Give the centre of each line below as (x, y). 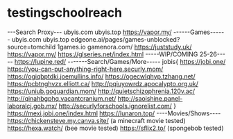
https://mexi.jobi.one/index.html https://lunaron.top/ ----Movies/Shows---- (114, 113)
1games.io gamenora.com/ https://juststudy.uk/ (124, 47)
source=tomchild (32, 47)
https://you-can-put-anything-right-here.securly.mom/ (85, 69)
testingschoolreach (65, 13)
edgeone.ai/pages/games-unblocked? (125, 39)
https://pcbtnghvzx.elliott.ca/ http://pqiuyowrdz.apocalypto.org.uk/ (103, 83)
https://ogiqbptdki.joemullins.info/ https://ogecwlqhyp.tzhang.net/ (101, 76)
